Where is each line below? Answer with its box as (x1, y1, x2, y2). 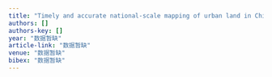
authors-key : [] (8, 26, 63, 34)
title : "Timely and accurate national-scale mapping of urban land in (8, 11, 252, 20)
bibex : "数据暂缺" (8, 57, 66, 65)
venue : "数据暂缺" (8, 49, 66, 57)
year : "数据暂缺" (8, 34, 62, 43)
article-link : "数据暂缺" (8, 42, 91, 50)
